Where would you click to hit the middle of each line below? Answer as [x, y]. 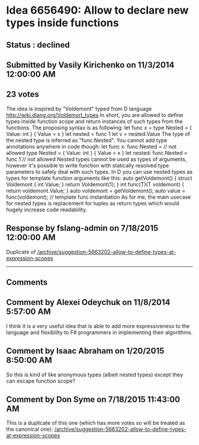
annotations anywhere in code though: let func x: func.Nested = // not [91, 147]
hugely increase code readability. [47, 209]
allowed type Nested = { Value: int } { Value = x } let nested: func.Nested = [97, 152]
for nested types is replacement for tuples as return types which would [93, 203]
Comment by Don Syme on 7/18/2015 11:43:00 [93, 399]
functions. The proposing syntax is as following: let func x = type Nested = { [99, 128]
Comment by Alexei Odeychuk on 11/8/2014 [88, 302]
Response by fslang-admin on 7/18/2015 [82, 228]
